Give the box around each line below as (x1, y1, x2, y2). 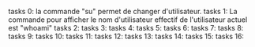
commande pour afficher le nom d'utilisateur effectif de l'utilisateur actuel (8, 15, 248, 24)
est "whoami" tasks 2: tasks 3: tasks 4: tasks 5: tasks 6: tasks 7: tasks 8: (8, 23, 244, 32)
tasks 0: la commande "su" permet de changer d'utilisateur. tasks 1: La (8, 7, 238, 16)
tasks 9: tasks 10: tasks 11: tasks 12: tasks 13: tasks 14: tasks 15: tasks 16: (8, 31, 245, 41)
